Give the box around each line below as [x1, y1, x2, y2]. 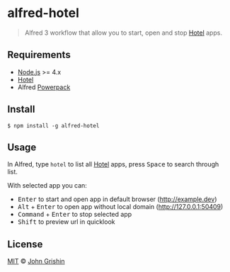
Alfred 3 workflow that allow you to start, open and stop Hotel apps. [24, 28, 223, 37]
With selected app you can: [7, 181, 87, 190]
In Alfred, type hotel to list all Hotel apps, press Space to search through [7, 160, 219, 169]
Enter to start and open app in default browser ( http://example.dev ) [17, 195, 217, 203]
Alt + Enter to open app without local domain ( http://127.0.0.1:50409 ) [17, 203, 224, 211]
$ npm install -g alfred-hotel [7, 122, 100, 129]
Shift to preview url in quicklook [17, 217, 115, 226]
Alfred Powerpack [17, 83, 71, 91]
